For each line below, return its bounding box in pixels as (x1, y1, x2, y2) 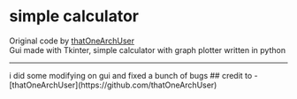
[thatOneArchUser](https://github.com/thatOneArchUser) (9, 80, 217, 90)
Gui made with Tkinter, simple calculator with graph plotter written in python (9, 44, 286, 55)
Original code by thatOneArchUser (9, 35, 135, 46)
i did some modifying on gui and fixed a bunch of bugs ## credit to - (9, 70, 258, 80)
